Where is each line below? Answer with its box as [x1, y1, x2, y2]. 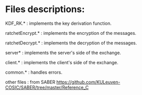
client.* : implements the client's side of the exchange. [5, 59, 119, 65]
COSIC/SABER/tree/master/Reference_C [5, 84, 89, 90]
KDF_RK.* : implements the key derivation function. [5, 20, 112, 26]
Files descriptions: [5, 4, 85, 15]
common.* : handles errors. [5, 69, 63, 75]
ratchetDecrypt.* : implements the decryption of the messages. [5, 39, 137, 46]
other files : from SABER [5, 79, 56, 85]
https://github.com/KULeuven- [56, 79, 120, 85]
